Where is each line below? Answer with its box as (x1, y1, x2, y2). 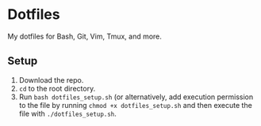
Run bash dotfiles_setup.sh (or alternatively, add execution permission (18, 92, 254, 102)
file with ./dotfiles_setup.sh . (18, 109, 117, 118)
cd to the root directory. (18, 83, 96, 93)
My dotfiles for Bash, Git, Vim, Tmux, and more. (7, 31, 162, 41)
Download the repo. (18, 75, 84, 84)
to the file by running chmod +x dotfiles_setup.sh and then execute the (18, 100, 253, 109)
